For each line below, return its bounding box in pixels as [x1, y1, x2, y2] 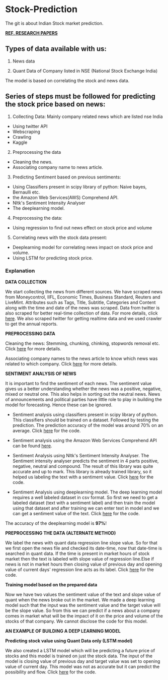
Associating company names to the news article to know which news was [5, 355, 158, 361]
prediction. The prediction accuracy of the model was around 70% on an [12, 422, 163, 428]
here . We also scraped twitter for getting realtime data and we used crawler [5, 315, 162, 321]
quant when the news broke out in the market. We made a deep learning [5, 596, 155, 603]
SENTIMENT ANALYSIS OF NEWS [5, 370, 76, 377]
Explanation [5, 267, 35, 274]
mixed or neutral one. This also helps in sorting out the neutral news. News [5, 391, 160, 397]
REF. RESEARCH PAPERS [5, 30, 58, 36]
